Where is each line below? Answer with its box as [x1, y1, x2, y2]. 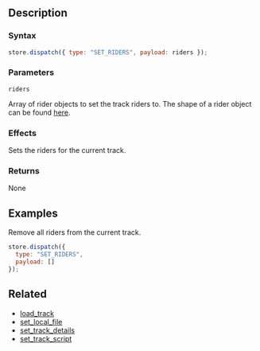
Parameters [8, 67, 54, 78]
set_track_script [19, 333, 72, 343]
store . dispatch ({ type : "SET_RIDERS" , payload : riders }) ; [8, 48, 208, 57]
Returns [8, 166, 40, 177]
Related [8, 287, 48, 301]
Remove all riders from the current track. [8, 228, 142, 237]
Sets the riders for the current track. [8, 146, 126, 155]
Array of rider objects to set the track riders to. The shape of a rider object [8, 99, 252, 108]
